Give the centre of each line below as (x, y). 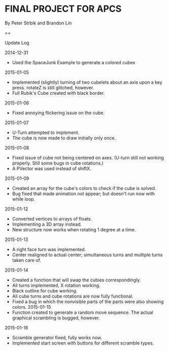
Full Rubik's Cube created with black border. (58, 93)
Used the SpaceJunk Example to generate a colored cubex (74, 62)
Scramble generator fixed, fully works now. (57, 337)
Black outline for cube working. (45, 290)
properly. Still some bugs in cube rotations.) (58, 163)
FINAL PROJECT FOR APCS (63, 9)
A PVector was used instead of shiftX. (52, 168)
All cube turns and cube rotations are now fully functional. (73, 296)
